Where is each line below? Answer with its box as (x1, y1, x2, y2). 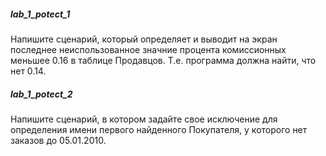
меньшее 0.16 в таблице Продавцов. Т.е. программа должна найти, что (10, 54, 317, 66)
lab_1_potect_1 (10, 8, 71, 20)
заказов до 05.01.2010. (10, 134, 107, 146)
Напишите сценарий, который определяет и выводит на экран (10, 33, 278, 45)
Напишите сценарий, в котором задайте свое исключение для (10, 113, 278, 125)
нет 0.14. (10, 65, 47, 77)
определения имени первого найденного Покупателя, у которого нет (10, 123, 308, 135)
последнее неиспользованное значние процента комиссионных (10, 43, 287, 55)
